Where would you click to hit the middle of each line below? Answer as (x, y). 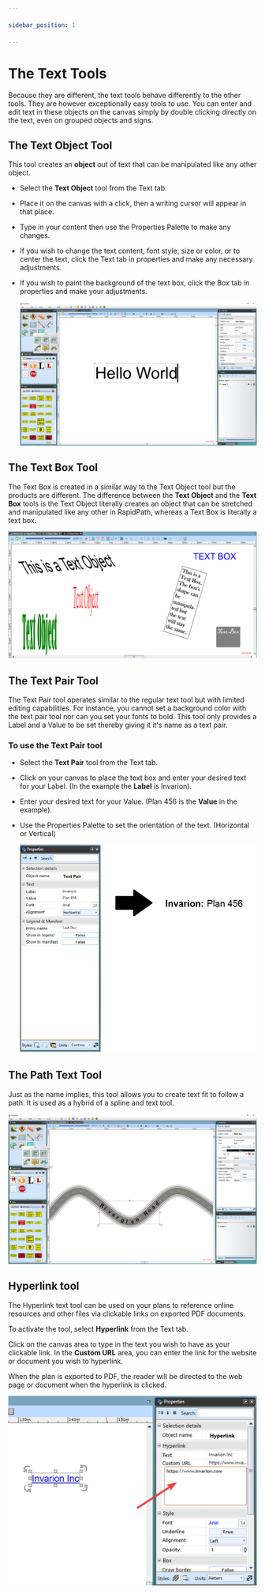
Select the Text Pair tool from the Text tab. (89, 763)
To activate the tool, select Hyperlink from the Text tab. (99, 1328)
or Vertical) (38, 834)
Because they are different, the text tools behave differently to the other (125, 96)
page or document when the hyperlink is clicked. (88, 1385)
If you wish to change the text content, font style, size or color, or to (130, 251)
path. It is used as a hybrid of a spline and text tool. (91, 1102)
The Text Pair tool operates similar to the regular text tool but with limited (126, 699)
